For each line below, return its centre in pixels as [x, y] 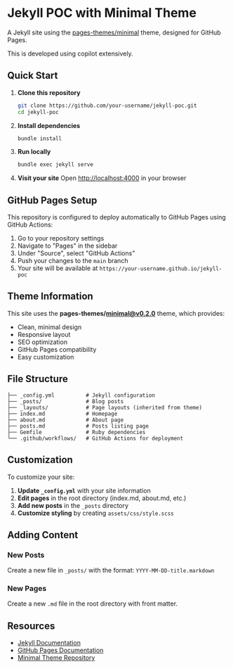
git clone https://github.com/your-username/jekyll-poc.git [107, 106]
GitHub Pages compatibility [57, 349]
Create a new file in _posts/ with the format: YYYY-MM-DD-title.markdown [111, 571]
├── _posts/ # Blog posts [66, 401]
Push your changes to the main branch [73, 261]
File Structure [38, 379]
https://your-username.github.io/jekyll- [161, 269]
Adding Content [43, 535]
